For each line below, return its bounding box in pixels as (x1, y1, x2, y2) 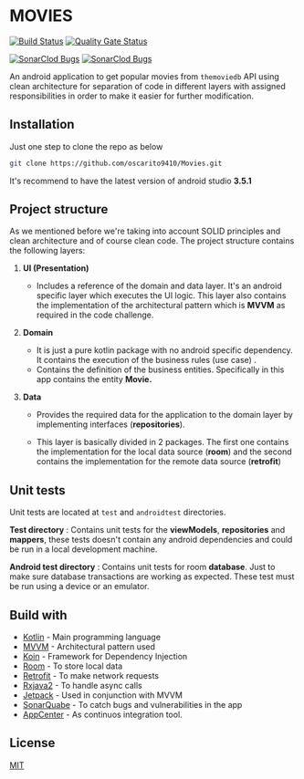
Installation (9, 117, 75, 132)
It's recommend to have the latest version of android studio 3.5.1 (9, 175, 252, 186)
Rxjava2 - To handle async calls (22, 680, 143, 691)
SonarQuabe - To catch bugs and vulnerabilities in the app (22, 700, 243, 711)
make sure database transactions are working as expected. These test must (9, 571, 295, 582)
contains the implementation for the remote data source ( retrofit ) (36, 456, 281, 467)
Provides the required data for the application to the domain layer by (36, 410, 294, 421)
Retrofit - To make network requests (22, 670, 160, 681)
